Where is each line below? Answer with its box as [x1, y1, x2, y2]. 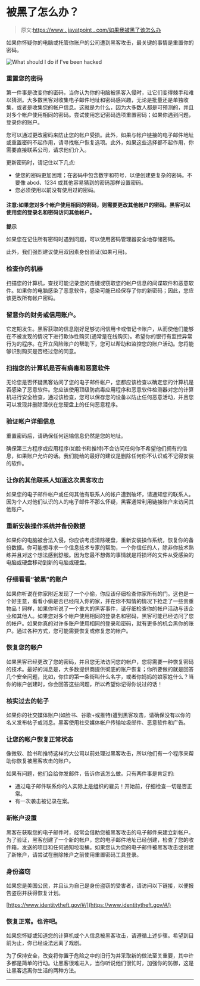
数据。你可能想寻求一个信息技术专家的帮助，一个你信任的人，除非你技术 [11, 544, 189, 551]
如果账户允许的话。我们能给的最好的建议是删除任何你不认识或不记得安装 [16, 452, 194, 459]
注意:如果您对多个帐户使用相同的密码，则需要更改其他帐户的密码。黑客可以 [6, 201, 190, 209]
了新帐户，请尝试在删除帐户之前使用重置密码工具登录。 [6, 851, 142, 858]
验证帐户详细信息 [6, 418, 55, 426]
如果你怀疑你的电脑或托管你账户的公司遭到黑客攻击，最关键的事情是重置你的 [6, 39, 194, 46]
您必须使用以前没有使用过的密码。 [14, 186, 99, 194]
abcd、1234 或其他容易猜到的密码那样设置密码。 [26, 179, 147, 186]
